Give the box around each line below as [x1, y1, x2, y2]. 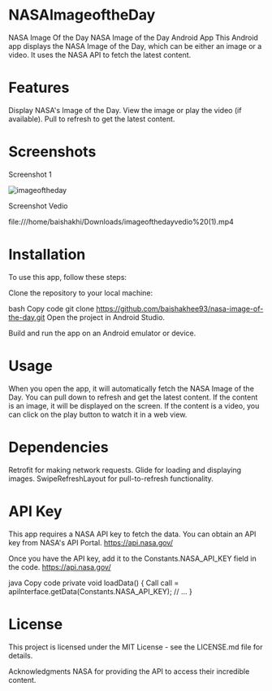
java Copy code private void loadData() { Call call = [8, 578, 179, 588]
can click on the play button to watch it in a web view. [8, 409, 188, 419]
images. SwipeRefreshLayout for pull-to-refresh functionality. [8, 474, 214, 483]
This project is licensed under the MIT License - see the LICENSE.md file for [8, 641, 263, 652]
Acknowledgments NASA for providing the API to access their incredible [8, 666, 250, 676]
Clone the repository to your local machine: [8, 287, 153, 298]
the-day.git [8, 312, 45, 322]
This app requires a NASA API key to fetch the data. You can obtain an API [8, 529, 257, 539]
